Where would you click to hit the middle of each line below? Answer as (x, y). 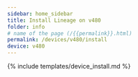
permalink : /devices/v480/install (58, 40)
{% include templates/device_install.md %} (69, 66)
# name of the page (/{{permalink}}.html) (70, 33)
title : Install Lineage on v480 (54, 20)
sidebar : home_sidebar (40, 14)
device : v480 (26, 46)
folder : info (26, 27)
